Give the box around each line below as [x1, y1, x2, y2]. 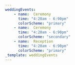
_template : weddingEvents [5, 52, 57, 58]
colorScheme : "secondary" [18, 35, 71, 40]
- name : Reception [14, 39, 54, 44]
